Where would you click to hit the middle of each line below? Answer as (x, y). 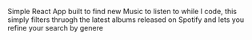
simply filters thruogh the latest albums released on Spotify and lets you (126, 20)
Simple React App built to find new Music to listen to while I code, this (122, 11)
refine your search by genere (55, 28)
